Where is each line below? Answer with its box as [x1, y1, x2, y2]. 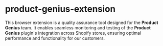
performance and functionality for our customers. [5, 35, 105, 41]
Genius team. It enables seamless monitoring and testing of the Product [5, 24, 151, 30]
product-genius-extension [5, 3, 116, 15]
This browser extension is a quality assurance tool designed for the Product [5, 20, 158, 25]
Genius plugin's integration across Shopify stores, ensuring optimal [5, 30, 141, 36]
